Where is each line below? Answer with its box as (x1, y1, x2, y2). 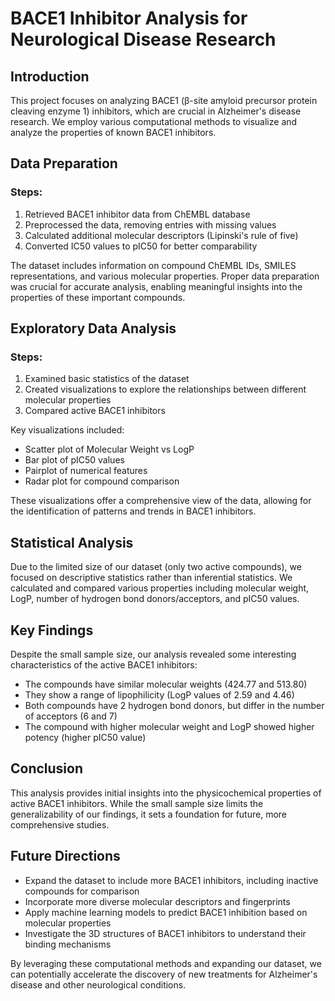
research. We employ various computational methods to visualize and (10, 116, 298, 127)
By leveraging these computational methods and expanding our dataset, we (10, 957, 322, 969)
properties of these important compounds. (10, 291, 186, 303)
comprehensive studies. (10, 818, 110, 831)
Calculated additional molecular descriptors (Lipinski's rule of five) (24, 229, 299, 241)
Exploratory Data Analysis (10, 320, 177, 337)
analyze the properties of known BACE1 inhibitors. (10, 127, 217, 138)
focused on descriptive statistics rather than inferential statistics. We (10, 572, 293, 584)
